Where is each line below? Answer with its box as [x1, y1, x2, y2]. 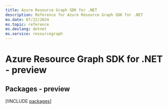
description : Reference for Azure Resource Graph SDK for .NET [5, 12, 143, 17]
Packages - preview [5, 84, 70, 93]
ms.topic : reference [5, 21, 50, 27]
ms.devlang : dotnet [5, 27, 47, 32]
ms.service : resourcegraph [5, 31, 63, 36]
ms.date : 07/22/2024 [5, 17, 50, 22]
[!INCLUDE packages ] [5, 98, 52, 104]
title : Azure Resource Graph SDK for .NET [5, 7, 97, 13]
